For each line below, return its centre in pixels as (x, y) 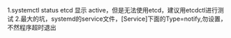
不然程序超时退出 (32, 27)
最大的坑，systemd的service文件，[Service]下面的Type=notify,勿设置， (124, 19)
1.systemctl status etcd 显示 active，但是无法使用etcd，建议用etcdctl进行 (113, 10)
